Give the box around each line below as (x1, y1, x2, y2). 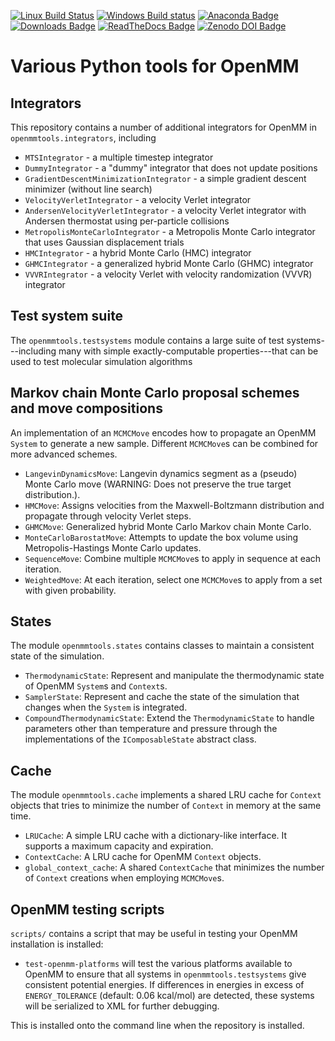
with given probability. (24, 584, 117, 596)
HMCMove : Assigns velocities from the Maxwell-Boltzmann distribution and (24, 499, 325, 511)
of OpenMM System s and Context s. (24, 680, 168, 692)
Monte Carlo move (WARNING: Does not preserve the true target (24, 478, 292, 490)
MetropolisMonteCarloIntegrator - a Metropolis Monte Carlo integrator (24, 226, 316, 237)
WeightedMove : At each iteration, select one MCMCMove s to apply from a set (24, 573, 323, 585)
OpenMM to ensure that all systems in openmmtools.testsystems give (24, 968, 307, 980)
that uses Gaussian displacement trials (24, 236, 185, 248)
